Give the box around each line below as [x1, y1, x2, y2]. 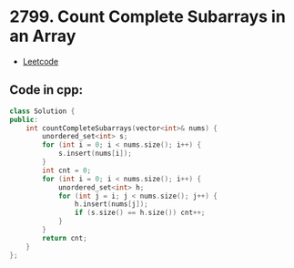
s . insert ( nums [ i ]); [57, 149, 132, 159]
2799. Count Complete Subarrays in [9, 6, 287, 27]
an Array [9, 26, 76, 46]
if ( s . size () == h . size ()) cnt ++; [74, 208, 206, 218]
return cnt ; [42, 233, 88, 242]
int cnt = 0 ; [42, 166, 92, 175]
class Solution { [9, 107, 76, 116]
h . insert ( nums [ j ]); [74, 200, 148, 209]
